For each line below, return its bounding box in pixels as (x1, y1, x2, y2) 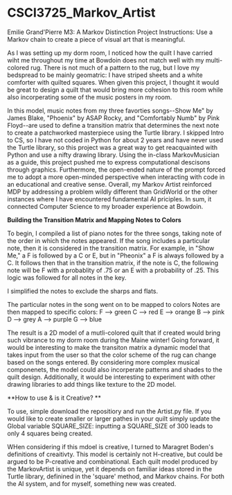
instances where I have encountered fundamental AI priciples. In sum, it (7, 194, 212, 203)
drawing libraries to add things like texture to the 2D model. (7, 380, 177, 388)
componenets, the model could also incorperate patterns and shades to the (7, 365, 223, 374)
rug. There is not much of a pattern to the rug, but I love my (30, 63, 200, 72)
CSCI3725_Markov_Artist (7, 5, 156, 21)
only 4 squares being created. (7, 429, 93, 437)
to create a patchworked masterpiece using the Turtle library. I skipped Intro (7, 128, 224, 137)
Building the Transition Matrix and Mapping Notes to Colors (7, 215, 181, 224)
